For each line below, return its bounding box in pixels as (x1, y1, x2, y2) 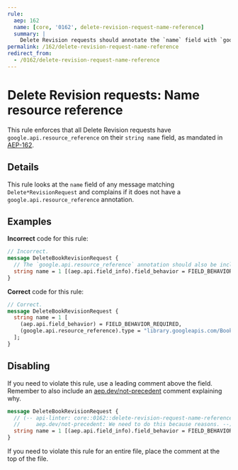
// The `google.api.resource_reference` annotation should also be (13, 262, 217, 269)
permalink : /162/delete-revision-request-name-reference (7, 43, 179, 50)
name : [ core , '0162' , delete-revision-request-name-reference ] (13, 23, 204, 30)
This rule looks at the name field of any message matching (7, 180, 175, 189)
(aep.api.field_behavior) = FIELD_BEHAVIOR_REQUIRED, (20, 320, 182, 328)
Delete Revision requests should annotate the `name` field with (20, 37, 217, 44)
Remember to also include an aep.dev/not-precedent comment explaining (7, 386, 222, 395)
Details (7, 161, 39, 174)
